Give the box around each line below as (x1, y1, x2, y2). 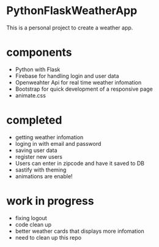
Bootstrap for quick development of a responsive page (15, 85, 153, 93)
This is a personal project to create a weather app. (6, 24, 133, 31)
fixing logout (15, 214, 47, 221)
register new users (15, 153, 63, 160)
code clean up (15, 221, 52, 228)
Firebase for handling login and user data (15, 72, 119, 80)
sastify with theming (15, 166, 67, 173)
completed (6, 113, 62, 127)
